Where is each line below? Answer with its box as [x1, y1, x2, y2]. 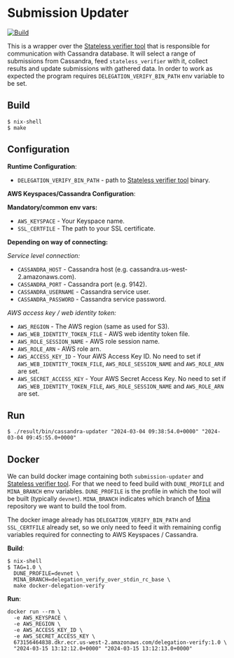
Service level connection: [7, 251, 81, 259]
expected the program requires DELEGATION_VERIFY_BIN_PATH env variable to [7, 72, 225, 80]
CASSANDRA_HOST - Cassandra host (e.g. [17, 265, 128, 273]
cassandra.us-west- [129, 265, 188, 273]
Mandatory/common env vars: [7, 202, 98, 212]
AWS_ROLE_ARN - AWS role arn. [17, 344, 102, 353]
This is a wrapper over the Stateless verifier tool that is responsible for [7, 41, 210, 50]
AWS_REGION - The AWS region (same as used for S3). [17, 322, 170, 330]
